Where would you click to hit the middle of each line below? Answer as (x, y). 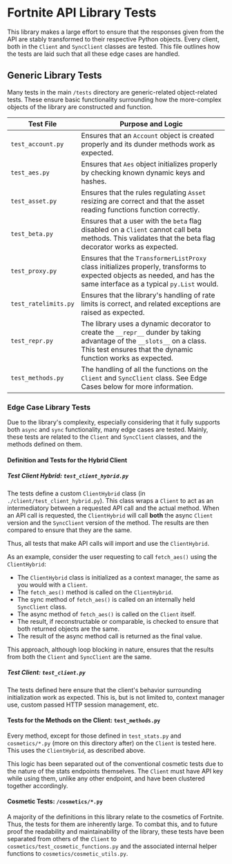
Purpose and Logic (151, 124)
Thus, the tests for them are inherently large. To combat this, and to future (113, 824)
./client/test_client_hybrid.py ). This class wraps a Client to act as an (110, 500)
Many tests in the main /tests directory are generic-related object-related (112, 92)
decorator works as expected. (129, 246)
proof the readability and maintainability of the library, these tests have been (116, 831)
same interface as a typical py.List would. (150, 284)
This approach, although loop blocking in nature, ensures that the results (110, 649)
